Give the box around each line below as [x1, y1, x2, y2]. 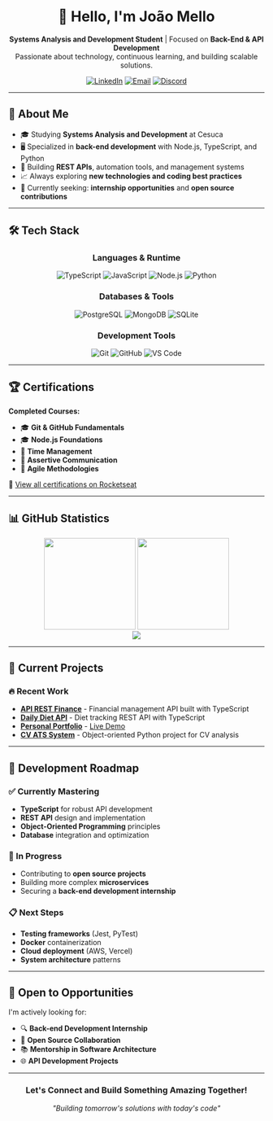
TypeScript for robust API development [19, 804, 153, 814]
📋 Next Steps [8, 907, 64, 918]
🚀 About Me [8, 107, 69, 121]
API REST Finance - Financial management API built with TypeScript [19, 704, 249, 714]
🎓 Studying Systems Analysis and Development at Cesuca [19, 129, 223, 139]
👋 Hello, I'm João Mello [58, 7, 215, 26]
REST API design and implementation [19, 813, 146, 823]
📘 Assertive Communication [19, 455, 118, 465]
